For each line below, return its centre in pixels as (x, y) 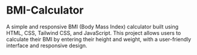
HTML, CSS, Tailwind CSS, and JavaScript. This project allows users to (94, 33)
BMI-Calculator (45, 10)
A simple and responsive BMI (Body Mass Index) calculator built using (92, 27)
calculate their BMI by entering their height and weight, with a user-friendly (99, 39)
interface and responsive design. (47, 46)
